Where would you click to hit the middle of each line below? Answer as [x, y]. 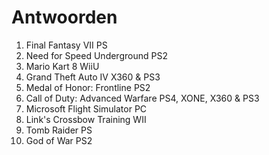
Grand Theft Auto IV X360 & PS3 [93, 77]
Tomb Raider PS [59, 130]
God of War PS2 [59, 140]
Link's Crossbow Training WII [86, 119]
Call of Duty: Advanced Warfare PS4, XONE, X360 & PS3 [142, 98]
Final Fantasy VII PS [66, 45]
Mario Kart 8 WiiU [62, 66]
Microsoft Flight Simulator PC [86, 108]
